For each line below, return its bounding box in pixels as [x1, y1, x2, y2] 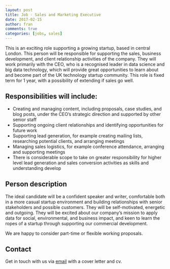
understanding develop [12, 165, 61, 171]
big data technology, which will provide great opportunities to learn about [5, 67, 159, 73]
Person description [5, 180, 67, 189]
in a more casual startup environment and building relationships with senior [5, 199, 162, 205]
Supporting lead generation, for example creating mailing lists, [12, 133, 143, 139]
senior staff [12, 116, 37, 123]
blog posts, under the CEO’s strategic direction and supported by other [12, 111, 161, 117]
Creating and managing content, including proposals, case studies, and [12, 105, 162, 112]
